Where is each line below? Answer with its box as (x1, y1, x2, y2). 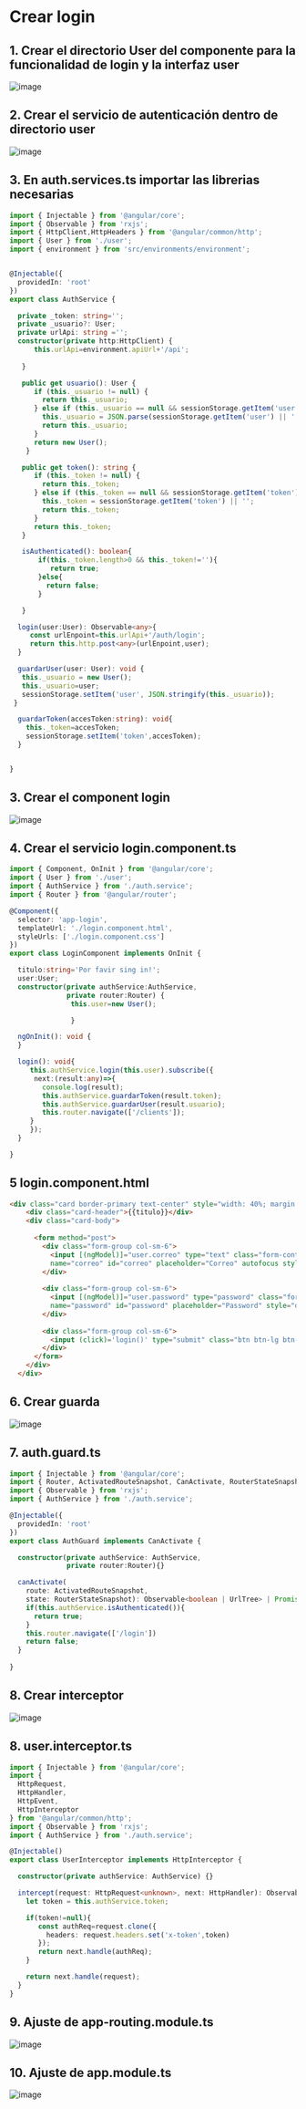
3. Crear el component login (9, 790, 171, 805)
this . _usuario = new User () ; (21, 672, 132, 681)
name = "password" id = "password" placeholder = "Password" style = (49, 1302, 291, 1311)
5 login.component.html (9, 1175, 150, 1191)
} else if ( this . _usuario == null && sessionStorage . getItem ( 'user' (33, 404, 300, 413)
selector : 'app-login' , (17, 915, 107, 924)
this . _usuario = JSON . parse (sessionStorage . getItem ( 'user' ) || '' (42, 412, 300, 421)
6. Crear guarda (9, 1394, 100, 1410)
